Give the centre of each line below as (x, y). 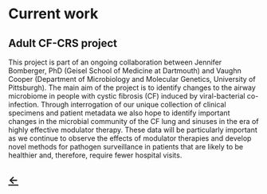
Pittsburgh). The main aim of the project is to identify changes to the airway (132, 87)
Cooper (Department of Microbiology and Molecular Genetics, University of (132, 79)
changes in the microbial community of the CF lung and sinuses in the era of (133, 121)
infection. (24, 105)
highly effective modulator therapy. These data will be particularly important (133, 130)
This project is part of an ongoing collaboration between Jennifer (115, 62)
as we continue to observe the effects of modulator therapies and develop (130, 138)
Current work (53, 14)
